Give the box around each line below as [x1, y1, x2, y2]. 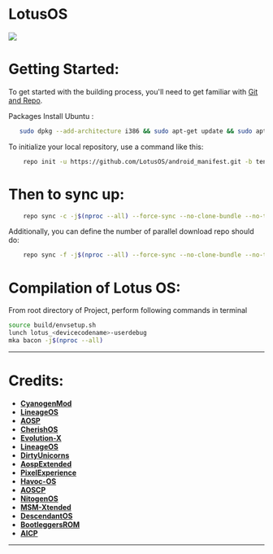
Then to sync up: [8, 185, 125, 204]
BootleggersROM [19, 519, 80, 530]
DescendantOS [19, 511, 73, 521]
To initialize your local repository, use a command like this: [8, 142, 204, 152]
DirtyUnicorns [19, 450, 70, 460]
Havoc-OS [19, 476, 57, 486]
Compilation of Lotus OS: [8, 279, 181, 297]
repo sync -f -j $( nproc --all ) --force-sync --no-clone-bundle [23, 251, 242, 259]
